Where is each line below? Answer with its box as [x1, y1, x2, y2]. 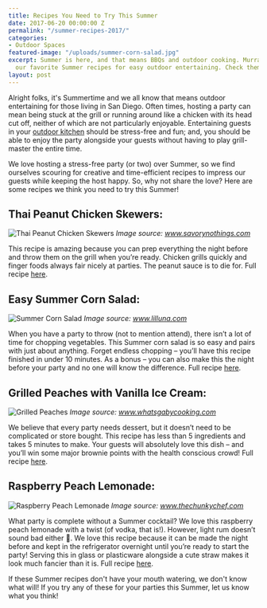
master [8, 143, 32, 153]
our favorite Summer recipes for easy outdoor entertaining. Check [15, 64, 244, 72]
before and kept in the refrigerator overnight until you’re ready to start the [8, 541, 250, 551]
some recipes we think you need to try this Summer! [8, 184, 180, 194]
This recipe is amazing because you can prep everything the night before [8, 244, 249, 253]
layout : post [8, 71, 52, 79]
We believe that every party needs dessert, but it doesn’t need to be [8, 423, 232, 433]
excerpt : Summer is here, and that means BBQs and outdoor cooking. [8, 57, 240, 65]
